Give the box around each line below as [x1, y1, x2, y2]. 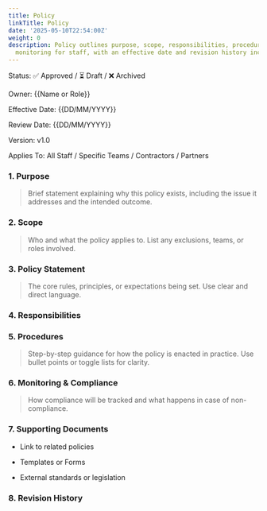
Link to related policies [19, 442, 95, 451]
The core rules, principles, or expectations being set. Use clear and [27, 281, 249, 291]
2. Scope [8, 217, 44, 228]
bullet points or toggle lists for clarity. [27, 358, 150, 367]
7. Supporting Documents [8, 424, 109, 435]
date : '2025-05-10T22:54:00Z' [8, 26, 109, 34]
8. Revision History [8, 492, 83, 503]
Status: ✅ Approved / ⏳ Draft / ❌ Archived [8, 71, 145, 80]
